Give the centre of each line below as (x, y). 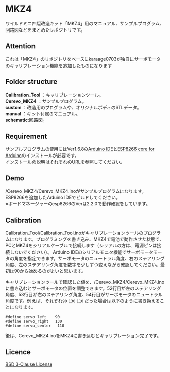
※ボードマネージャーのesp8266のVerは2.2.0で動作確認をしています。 (78, 204)
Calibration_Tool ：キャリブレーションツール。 (55, 95)
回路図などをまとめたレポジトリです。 (45, 30)
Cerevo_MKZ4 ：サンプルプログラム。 (46, 101)
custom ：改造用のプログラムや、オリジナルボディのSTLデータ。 (73, 107)
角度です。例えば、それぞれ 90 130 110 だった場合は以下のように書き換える (83, 301)
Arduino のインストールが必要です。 (42, 156)
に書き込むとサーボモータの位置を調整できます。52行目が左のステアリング (83, 288)
